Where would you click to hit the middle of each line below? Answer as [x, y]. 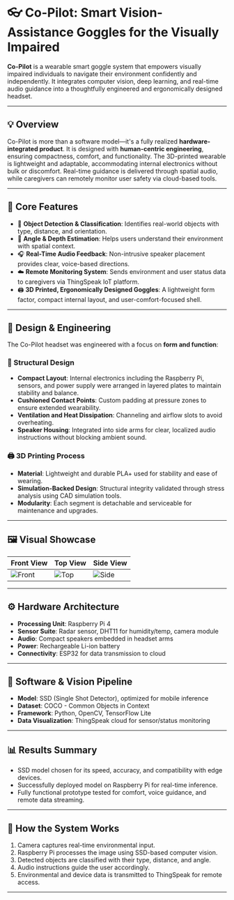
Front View [29, 563]
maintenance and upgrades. [58, 510]
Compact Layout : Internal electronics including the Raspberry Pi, [110, 378]
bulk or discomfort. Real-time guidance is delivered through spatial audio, [112, 171]
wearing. [30, 480]
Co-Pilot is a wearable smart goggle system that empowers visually [104, 66]
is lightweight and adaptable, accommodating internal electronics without [112, 163]
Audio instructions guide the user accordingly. [83, 867]
